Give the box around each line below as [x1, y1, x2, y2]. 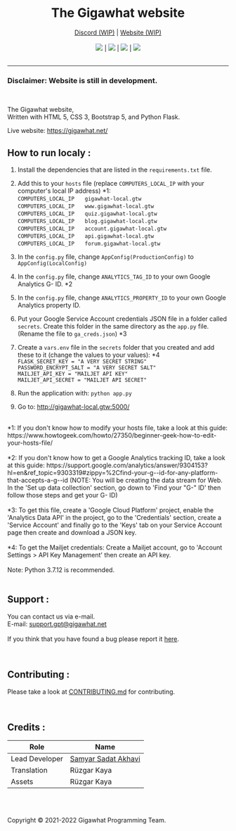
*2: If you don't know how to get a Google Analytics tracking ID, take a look [7, 454, 226, 462]
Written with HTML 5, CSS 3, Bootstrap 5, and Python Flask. [7, 113, 181, 121]
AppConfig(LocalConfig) [17, 260, 88, 267]
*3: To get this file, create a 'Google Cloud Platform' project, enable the [7, 506, 214, 514]
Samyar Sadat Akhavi [70, 754, 140, 764]
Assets [11, 777, 34, 787]
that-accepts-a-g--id [7, 476, 69, 485]
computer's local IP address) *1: [17, 186, 111, 195]
